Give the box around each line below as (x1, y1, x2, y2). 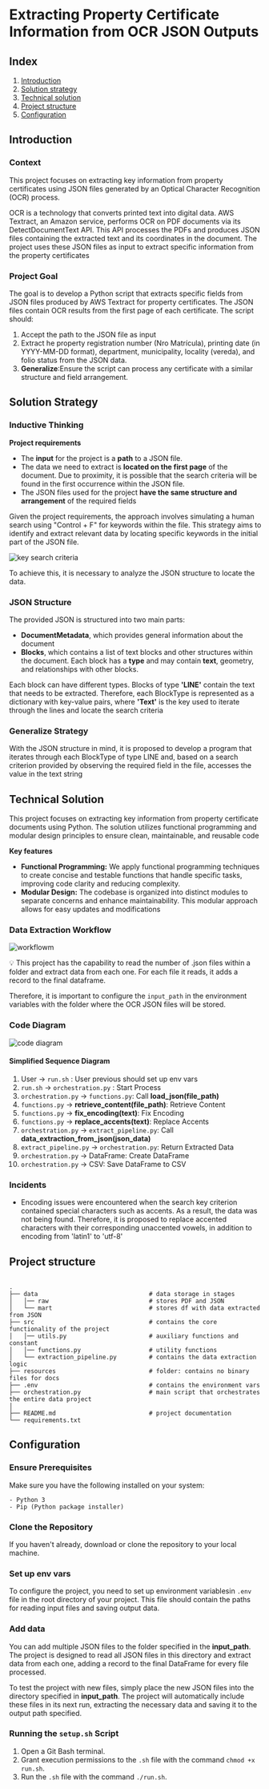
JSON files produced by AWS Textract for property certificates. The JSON (9, 297, 254, 306)
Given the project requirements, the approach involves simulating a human (9, 511, 255, 521)
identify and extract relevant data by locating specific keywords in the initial (9, 528, 259, 538)
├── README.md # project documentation (9, 1409, 231, 1417)
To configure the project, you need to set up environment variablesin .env (9, 1586, 252, 1596)
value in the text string (9, 769, 83, 779)
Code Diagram (9, 1020, 66, 1031)
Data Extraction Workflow (9, 924, 111, 935)
